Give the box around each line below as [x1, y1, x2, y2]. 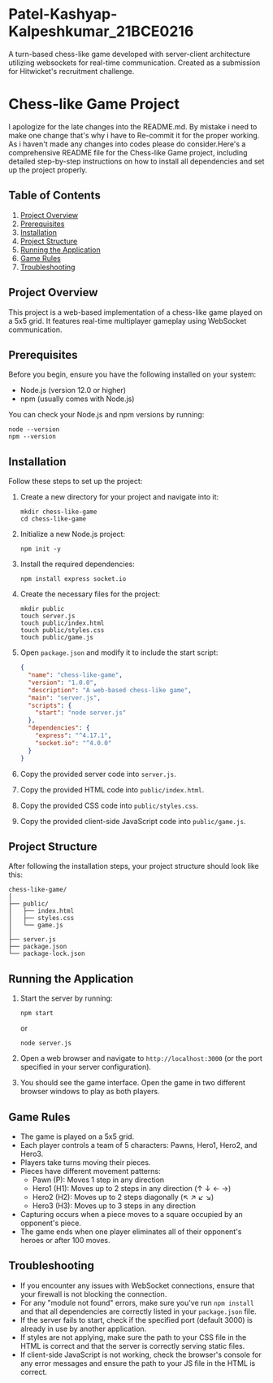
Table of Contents [8, 189, 102, 203]
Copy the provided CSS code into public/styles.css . [19, 801, 199, 810]
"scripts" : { [28, 701, 72, 709]
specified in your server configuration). [19, 1062, 152, 1072]
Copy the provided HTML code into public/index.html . [19, 784, 205, 794]
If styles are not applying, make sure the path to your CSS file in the [19, 1332, 247, 1342]
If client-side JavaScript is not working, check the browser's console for [19, 1350, 262, 1359]
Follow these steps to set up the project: [8, 477, 143, 486]
